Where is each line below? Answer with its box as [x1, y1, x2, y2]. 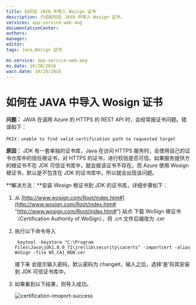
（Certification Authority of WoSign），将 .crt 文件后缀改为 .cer [14, 215, 166, 222]
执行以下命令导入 [14, 227, 56, 235]
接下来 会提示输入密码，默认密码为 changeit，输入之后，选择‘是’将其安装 [14, 261, 190, 268]
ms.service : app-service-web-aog [6, 57, 88, 63]
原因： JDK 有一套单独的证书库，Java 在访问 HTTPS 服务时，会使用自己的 [6, 148, 185, 155]
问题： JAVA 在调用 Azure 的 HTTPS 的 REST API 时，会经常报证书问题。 [6, 116, 182, 123]
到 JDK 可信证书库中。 [14, 268, 69, 275]
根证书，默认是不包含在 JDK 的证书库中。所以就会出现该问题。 [6, 169, 158, 176]
